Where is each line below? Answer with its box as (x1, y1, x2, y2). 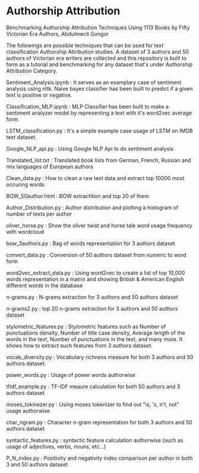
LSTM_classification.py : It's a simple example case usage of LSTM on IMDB (6, 127, 193, 134)
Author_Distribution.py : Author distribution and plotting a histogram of (6, 204, 179, 211)
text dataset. (6, 133, 37, 141)
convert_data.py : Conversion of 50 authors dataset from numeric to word (6, 251, 187, 258)
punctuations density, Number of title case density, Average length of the (6, 329, 185, 336)
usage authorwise (6, 407, 50, 414)
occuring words (6, 181, 45, 188)
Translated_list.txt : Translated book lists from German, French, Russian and (6, 156, 191, 163)
